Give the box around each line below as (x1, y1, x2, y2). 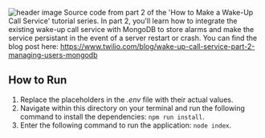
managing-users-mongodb (8, 51, 98, 59)
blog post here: (8, 42, 59, 51)
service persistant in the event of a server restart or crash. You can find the (8, 33, 258, 43)
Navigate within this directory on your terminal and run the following (19, 103, 245, 112)
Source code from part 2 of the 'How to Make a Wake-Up (63, 8, 254, 17)
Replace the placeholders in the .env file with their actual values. (19, 95, 234, 104)
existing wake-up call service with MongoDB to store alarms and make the (8, 25, 255, 34)
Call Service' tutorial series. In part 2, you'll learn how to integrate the (8, 16, 238, 26)
